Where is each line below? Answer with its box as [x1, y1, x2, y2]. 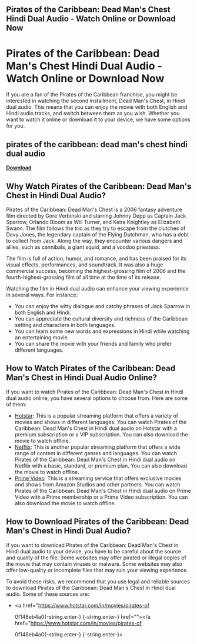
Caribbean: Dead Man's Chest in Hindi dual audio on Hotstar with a [14, 425, 178, 432]
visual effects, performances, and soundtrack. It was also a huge [6, 261, 163, 268]
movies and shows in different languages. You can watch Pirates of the [14, 418, 187, 425]
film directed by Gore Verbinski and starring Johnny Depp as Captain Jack [6, 212, 186, 219]
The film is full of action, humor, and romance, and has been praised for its [6, 255, 187, 262]
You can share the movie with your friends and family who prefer [14, 340, 172, 347]
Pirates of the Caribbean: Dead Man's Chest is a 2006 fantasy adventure [6, 206, 182, 213]
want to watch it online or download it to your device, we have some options [6, 116, 191, 123]
